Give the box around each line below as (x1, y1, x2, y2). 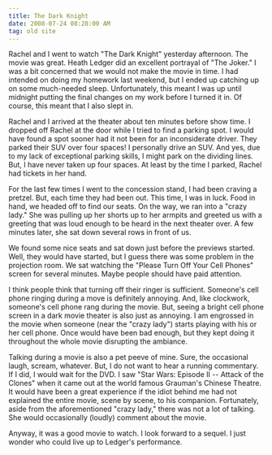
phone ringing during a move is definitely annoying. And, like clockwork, (8, 293, 250, 303)
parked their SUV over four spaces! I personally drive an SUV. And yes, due (8, 143, 261, 153)
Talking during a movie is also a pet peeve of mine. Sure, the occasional (8, 353, 249, 362)
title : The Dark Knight (8, 11, 89, 20)
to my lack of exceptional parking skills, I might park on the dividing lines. (8, 151, 253, 161)
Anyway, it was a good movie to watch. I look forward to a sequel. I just (8, 428, 246, 439)
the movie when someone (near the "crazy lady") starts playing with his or (8, 319, 257, 329)
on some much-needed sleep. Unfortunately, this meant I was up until (8, 84, 242, 93)
